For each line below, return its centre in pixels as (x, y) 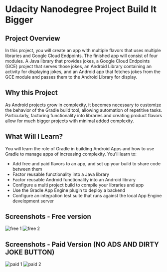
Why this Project (32, 93)
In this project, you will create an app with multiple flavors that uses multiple (83, 50)
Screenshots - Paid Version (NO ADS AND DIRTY (82, 244)
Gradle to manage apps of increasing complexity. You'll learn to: (71, 154)
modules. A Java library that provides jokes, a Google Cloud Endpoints (78, 61)
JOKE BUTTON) (30, 252)
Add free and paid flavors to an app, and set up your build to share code (86, 163)
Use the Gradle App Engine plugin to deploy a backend (69, 190)
